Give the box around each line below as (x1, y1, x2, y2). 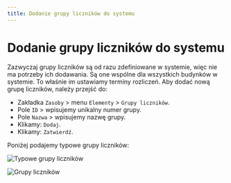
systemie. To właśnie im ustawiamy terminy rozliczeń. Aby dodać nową (7, 77, 210, 86)
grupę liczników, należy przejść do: (7, 84, 108, 93)
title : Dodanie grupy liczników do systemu (7, 10, 135, 17)
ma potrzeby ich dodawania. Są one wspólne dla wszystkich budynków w (7, 70, 219, 78)
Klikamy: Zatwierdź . (17, 127, 74, 135)
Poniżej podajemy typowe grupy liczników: (7, 141, 130, 149)
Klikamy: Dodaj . (17, 120, 61, 128)
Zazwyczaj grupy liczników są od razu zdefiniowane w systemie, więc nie (7, 63, 217, 71)
